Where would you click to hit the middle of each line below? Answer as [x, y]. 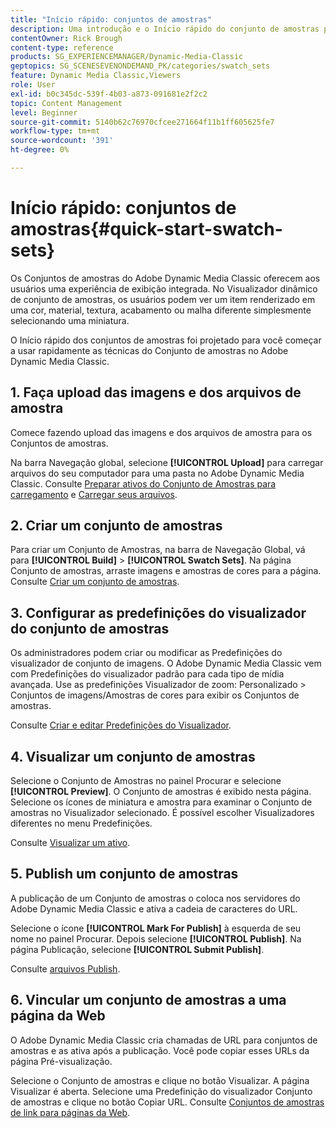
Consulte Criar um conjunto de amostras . [95, 582]
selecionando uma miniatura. [70, 320]
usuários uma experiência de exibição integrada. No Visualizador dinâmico [164, 288]
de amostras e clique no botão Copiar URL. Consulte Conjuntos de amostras [167, 1102]
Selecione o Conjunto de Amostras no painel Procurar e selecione [146, 781]
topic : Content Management [66, 103]
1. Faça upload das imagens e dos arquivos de [156, 392]
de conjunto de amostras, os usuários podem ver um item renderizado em [163, 299]
